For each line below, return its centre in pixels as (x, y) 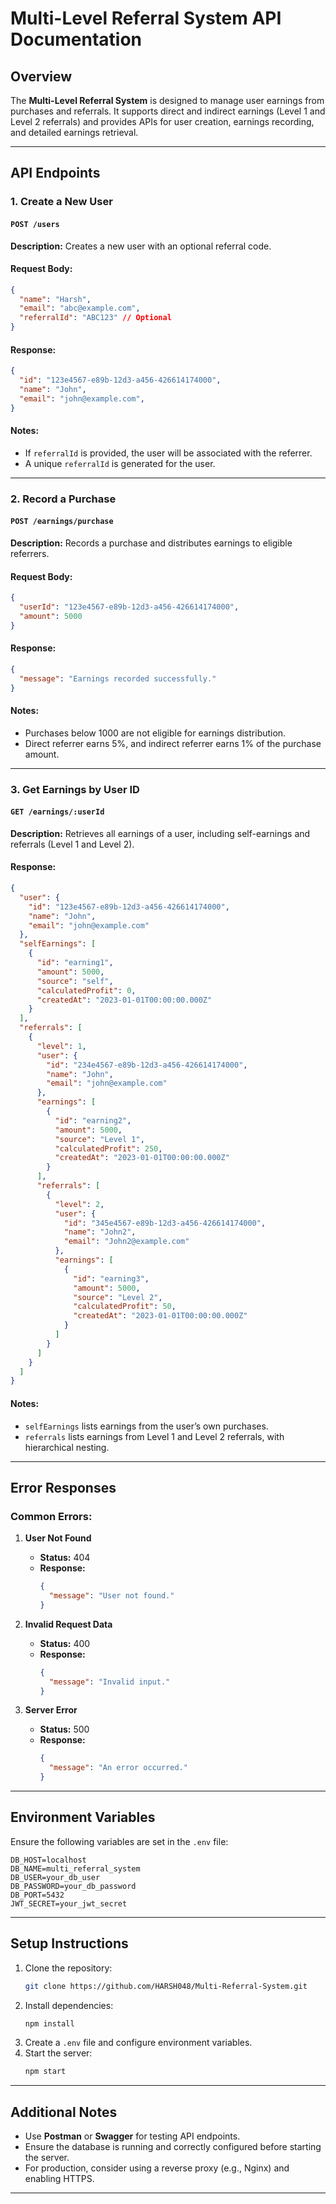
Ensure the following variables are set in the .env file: (119, 1841)
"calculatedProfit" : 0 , (86, 990)
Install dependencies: (69, 2005)
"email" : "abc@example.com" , (80, 308)
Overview (41, 76)
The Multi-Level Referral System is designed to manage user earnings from (167, 100)
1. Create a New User (61, 202)
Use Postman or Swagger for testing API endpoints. (132, 2136)
